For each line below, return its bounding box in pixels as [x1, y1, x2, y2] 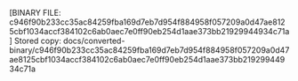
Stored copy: [14, 35, 62, 46]
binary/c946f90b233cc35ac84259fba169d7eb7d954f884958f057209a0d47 [9, 45, 290, 55]
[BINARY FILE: [9, 8, 61, 18]
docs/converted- [63, 35, 125, 46]
